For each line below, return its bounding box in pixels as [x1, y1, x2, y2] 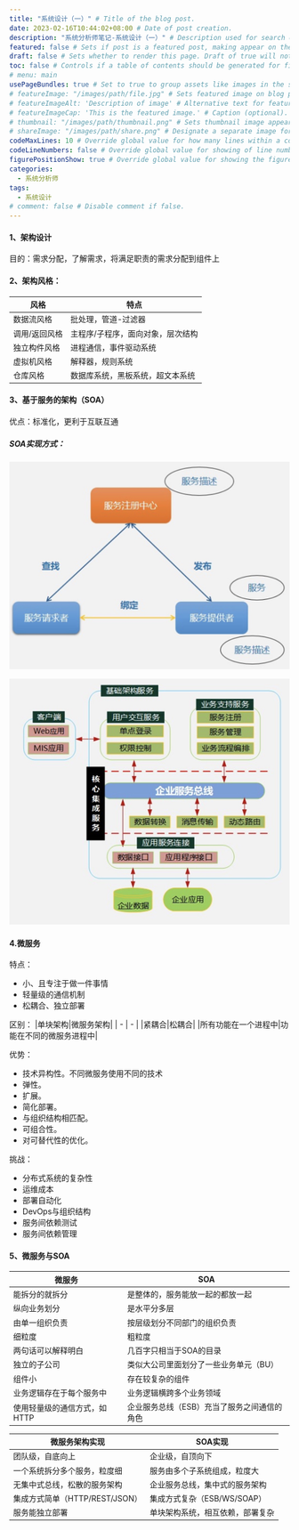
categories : [9, 165, 53, 174]
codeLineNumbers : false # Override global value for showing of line [9, 146, 273, 155]
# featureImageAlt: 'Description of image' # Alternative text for [9, 99, 265, 108]
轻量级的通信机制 [21, 989, 85, 1000]
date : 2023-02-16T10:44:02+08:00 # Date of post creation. [9, 23, 233, 33]
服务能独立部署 [12, 1507, 69, 1518]
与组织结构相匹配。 [21, 1113, 93, 1123]
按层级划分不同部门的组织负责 [127, 1317, 238, 1328]
